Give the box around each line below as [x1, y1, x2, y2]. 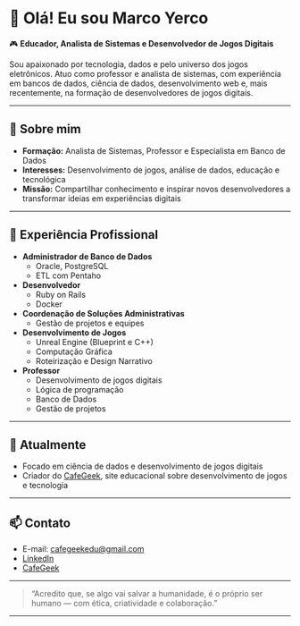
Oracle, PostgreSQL [35, 260, 109, 271]
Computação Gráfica [35, 346, 113, 357]
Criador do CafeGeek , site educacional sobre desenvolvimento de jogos [21, 470, 287, 481]
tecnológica [21, 173, 66, 184]
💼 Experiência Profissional [9, 227, 159, 242]
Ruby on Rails [35, 289, 87, 300]
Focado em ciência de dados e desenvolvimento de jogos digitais [21, 461, 263, 472]
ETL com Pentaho [35, 270, 101, 281]
